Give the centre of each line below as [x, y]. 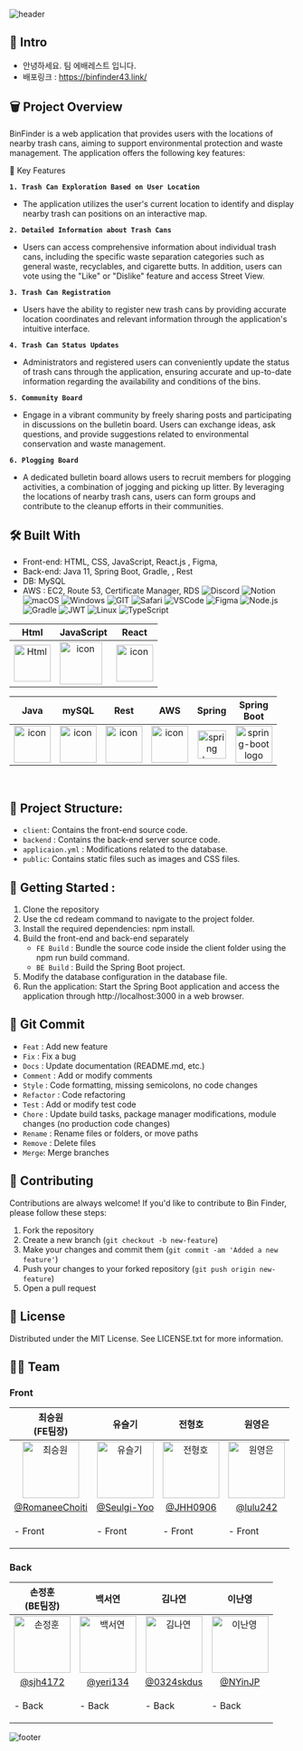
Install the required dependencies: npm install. [109, 929]
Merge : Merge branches [66, 1152]
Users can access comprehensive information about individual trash [149, 247]
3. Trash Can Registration [60, 292]
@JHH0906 [191, 1508]
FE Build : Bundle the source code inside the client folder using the [161, 948]
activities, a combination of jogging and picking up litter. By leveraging [153, 486]
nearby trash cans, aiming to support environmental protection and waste [146, 143]
